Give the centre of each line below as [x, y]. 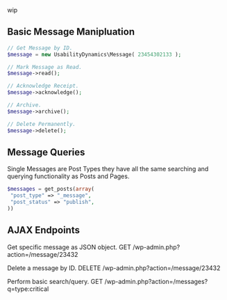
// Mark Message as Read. [44, 67]
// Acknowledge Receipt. [43, 86]
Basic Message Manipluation [71, 32]
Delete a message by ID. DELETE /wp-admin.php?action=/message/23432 [114, 268]
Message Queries [46, 152]
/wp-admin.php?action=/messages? [156, 281]
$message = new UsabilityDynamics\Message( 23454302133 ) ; [94, 54]
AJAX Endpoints [43, 230]
